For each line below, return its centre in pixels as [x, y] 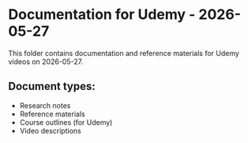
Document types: [52, 87]
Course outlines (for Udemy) [66, 122]
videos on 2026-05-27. [46, 62]
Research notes [45, 105]
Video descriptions [50, 130]
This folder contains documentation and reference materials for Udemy [124, 53]
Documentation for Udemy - [102, 15]
